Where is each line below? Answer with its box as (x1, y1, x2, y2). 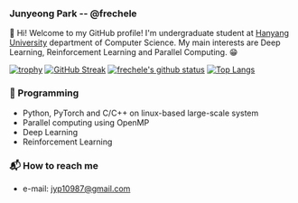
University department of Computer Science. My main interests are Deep (9, 37, 282, 48)
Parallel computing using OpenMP (22, 116, 150, 128)
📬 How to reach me (9, 159, 99, 171)
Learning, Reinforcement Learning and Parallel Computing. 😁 (9, 47, 238, 58)
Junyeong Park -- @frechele (9, 7, 137, 20)
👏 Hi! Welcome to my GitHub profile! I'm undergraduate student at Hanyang (9, 28, 290, 39)
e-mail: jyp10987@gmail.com (22, 183, 131, 194)
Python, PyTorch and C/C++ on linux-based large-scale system (22, 107, 259, 118)
